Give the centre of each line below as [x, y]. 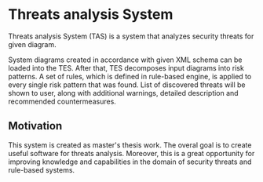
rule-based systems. [42, 169]
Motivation [35, 126]
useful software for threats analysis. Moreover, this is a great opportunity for [131, 153]
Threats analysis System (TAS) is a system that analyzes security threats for [131, 36]
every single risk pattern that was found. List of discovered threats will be [127, 85]
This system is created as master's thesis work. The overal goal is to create [130, 145]
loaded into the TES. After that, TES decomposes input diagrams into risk [126, 67]
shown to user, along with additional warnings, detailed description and [123, 93]
